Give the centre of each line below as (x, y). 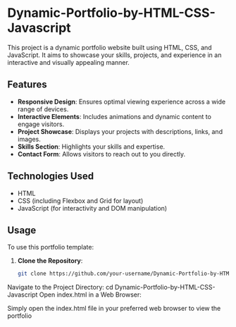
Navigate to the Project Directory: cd (61, 288)
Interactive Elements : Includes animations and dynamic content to (114, 116)
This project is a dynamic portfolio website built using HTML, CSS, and (110, 47)
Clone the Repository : (50, 261)
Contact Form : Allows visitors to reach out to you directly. (101, 154)
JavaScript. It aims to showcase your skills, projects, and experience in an (114, 55)
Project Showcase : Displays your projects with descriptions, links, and (120, 131)
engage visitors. (41, 124)
